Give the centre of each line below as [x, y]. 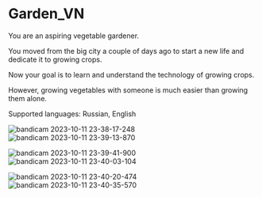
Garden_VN [46, 14]
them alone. [28, 98]
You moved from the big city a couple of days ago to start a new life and [126, 51]
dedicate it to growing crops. [55, 59]
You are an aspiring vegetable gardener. [74, 36]
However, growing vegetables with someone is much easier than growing [128, 90]
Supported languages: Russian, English [72, 114]
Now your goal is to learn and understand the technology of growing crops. [131, 74]
